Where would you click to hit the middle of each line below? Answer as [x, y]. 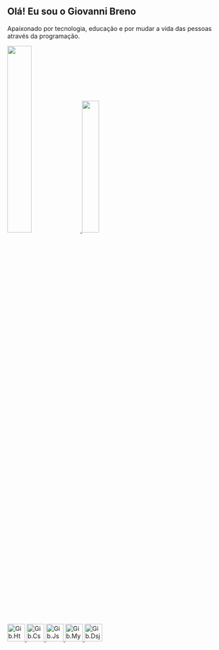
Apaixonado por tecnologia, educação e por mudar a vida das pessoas [109, 28]
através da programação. [44, 36]
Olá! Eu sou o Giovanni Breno [72, 12]
